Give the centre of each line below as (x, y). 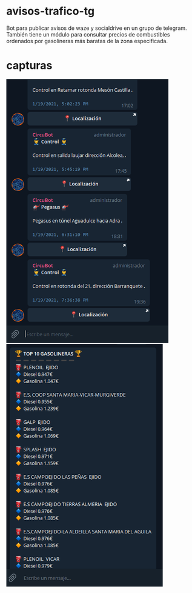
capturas (29, 66)
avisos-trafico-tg (51, 11)
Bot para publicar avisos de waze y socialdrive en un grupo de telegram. (97, 28)
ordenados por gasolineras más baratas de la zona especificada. (87, 41)
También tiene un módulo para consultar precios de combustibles (88, 34)
